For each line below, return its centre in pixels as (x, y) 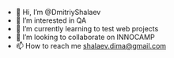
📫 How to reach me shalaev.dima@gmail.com (91, 46)
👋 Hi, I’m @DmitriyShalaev (58, 12)
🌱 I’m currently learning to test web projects (87, 29)
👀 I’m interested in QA (51, 20)
